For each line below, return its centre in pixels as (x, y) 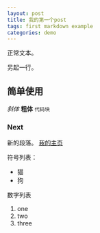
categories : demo (32, 33)
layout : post (26, 13)
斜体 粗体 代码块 (28, 109)
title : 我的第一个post (37, 20)
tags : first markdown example (50, 26)
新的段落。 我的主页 (35, 143)
